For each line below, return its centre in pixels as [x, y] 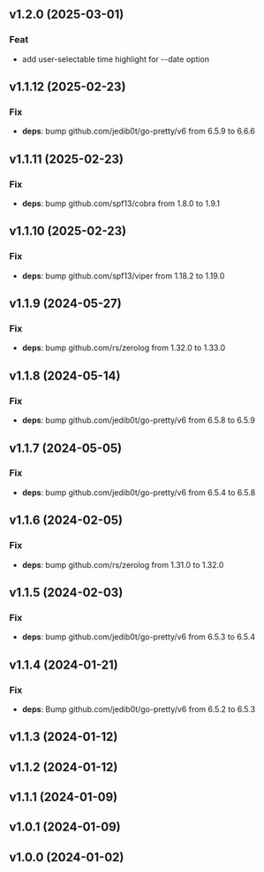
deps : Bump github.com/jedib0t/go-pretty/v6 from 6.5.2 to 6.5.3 [139, 709]
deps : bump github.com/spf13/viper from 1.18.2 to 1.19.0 [123, 275]
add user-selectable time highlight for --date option [116, 59]
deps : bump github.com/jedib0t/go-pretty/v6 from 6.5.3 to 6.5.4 [139, 637]
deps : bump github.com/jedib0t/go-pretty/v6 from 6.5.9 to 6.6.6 [139, 131]
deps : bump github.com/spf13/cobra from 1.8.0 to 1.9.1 [121, 203]
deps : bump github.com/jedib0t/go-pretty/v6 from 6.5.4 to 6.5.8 [139, 492]
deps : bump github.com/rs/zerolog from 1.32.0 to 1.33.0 [124, 348]
